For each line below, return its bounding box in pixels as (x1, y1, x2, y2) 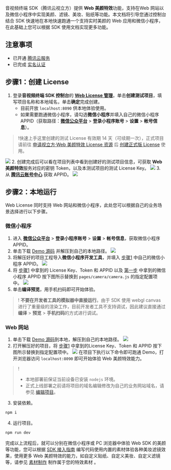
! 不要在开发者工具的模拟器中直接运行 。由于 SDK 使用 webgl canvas (17, 297, 161, 303)
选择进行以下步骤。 (9, 209, 50, 215)
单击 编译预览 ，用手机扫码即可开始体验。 (12, 286, 98, 292)
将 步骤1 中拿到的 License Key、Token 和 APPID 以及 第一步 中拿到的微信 (12, 267, 166, 273)
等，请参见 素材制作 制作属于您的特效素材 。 (5, 459, 99, 465)
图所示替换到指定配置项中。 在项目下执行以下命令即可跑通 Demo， (12, 349, 160, 355)
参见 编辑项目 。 (25, 389, 59, 395)
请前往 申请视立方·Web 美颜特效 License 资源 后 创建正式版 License (17, 141, 160, 147)
